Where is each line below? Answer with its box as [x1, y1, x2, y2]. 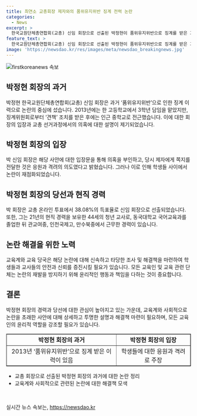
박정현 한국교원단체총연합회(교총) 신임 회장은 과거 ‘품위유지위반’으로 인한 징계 [6, 99, 184, 106]
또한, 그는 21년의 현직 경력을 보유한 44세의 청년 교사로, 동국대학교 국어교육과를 [6, 214, 186, 221]
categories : [6, 14, 35, 20]
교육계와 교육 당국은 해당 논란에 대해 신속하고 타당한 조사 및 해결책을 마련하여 [6, 256, 183, 263]
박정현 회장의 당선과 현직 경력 [6, 190, 106, 200]
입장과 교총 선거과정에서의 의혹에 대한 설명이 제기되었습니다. [16, 121, 155, 128]
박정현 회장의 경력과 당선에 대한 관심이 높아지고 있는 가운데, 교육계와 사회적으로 [6, 306, 188, 313]
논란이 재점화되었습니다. [6, 171, 62, 178]
